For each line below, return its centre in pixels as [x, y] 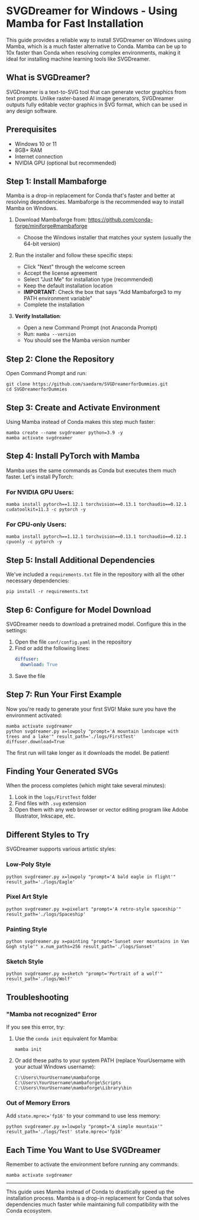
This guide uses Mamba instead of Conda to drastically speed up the [90, 1192]
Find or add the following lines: [52, 648]
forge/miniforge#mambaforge [51, 226]
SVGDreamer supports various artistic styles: [61, 849]
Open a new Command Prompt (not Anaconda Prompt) [91, 328]
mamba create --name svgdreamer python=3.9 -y [65, 433]
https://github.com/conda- [120, 220]
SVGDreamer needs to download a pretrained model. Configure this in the [96, 624]
